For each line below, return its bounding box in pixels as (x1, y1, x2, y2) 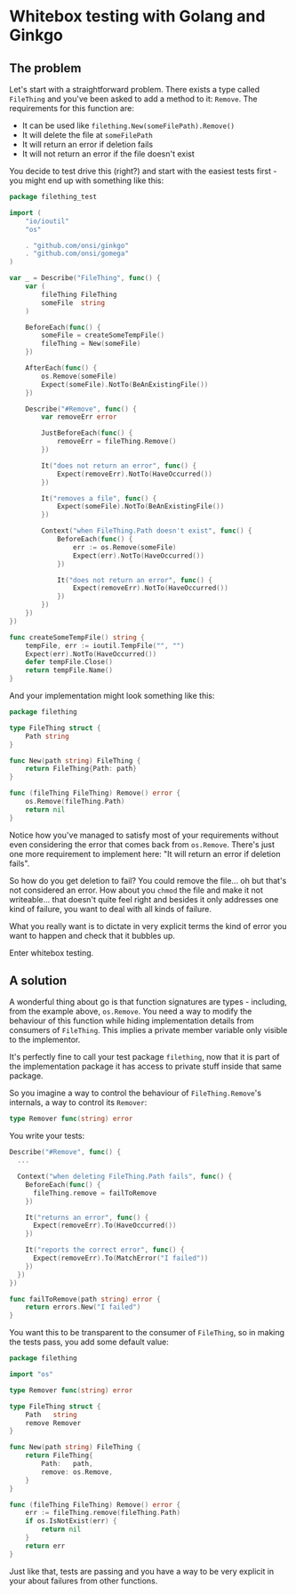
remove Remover (25, 1418, 82, 1428)
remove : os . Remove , (41, 1467, 114, 1477)
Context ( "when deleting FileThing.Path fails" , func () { (17, 1172, 233, 1182)
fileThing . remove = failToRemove (32, 1189, 157, 1198)
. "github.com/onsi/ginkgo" (25, 241, 129, 250)
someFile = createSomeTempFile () (41, 331, 165, 340)
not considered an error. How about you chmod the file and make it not (9, 885, 264, 895)
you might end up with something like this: (9, 175, 164, 186)
